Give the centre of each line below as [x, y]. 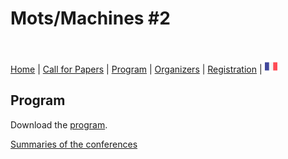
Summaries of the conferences [74, 144]
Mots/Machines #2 [90, 18]
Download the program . [59, 124]
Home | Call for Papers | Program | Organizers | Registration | [136, 69]
